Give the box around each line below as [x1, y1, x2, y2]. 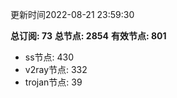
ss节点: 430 [24, 51, 75, 63]
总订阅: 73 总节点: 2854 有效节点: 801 [10, 30, 167, 42]
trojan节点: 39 [24, 76, 83, 88]
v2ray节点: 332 [24, 64, 88, 75]
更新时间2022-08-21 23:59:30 [10, 9, 135, 20]
